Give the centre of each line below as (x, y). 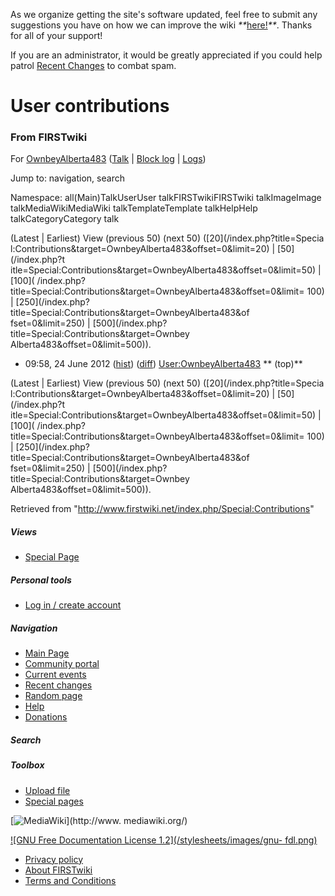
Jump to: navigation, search (67, 178)
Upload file (47, 790)
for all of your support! (56, 35)
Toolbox (27, 765)
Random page (53, 696)
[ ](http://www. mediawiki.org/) (99, 820)
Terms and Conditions (70, 880)
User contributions (90, 106)
